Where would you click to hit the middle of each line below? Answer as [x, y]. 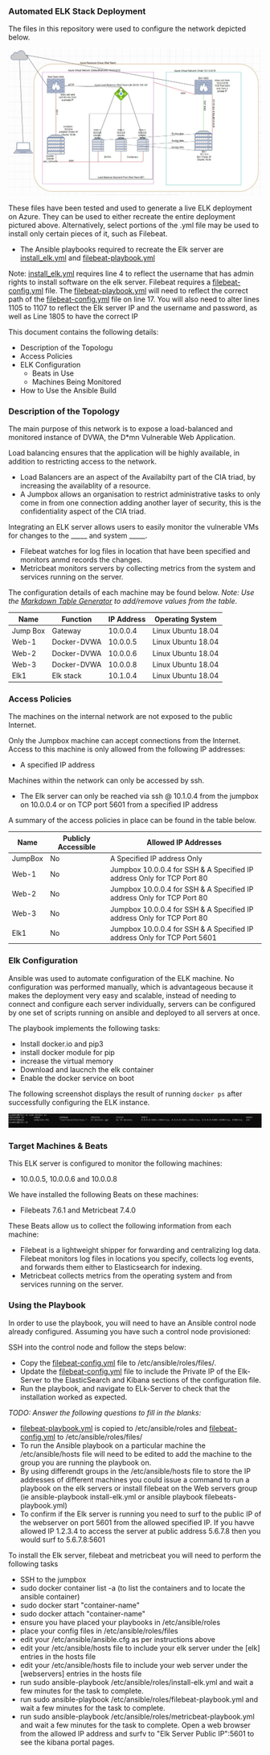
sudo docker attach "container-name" [83, 1613]
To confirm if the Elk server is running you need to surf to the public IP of [141, 1514]
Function [77, 619]
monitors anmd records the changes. [81, 560]
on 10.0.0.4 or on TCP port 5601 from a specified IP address [119, 805]
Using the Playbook [47, 1305]
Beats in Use [53, 373]
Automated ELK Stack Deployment [77, 11]
